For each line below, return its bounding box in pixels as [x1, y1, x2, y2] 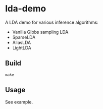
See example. [5, 99, 33, 105]
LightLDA [12, 45, 31, 51]
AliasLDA [12, 39, 31, 45]
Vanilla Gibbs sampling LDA [12, 29, 69, 35]
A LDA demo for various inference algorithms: [5, 19, 99, 25]
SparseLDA [12, 34, 36, 40]
